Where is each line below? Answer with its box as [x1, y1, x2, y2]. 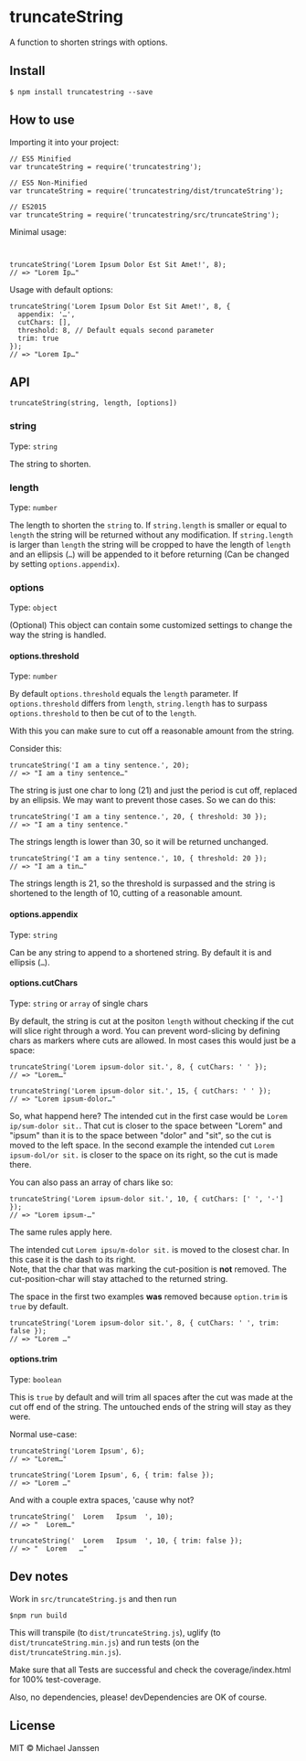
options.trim [9, 1353, 58, 1364]
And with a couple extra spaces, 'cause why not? [9, 1495, 195, 1506]
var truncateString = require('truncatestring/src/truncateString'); [9, 210, 280, 219]
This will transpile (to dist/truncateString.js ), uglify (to [9, 1627, 221, 1638]
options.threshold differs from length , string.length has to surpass [9, 698, 268, 710]
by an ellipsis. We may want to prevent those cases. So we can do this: [9, 795, 277, 806]
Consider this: [9, 743, 62, 754]
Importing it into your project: [9, 136, 120, 147]
